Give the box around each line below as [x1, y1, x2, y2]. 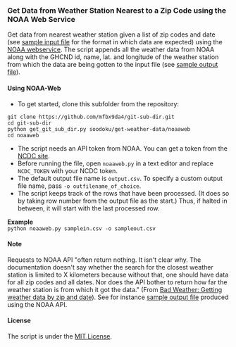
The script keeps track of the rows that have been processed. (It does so [17, 189, 230, 197]
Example [7, 217, 34, 226]
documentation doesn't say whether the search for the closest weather [7, 263, 213, 271]
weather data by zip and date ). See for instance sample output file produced [7, 293, 229, 301]
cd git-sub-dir [7, 119, 52, 127]
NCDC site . [17, 151, 51, 160]
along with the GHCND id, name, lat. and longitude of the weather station [7, 53, 219, 61]
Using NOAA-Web [7, 84, 61, 92]
